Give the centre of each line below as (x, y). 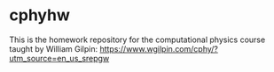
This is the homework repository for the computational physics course (137, 40)
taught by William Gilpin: (54, 48)
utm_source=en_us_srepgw (59, 58)
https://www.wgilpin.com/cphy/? (159, 48)
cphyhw (40, 15)
